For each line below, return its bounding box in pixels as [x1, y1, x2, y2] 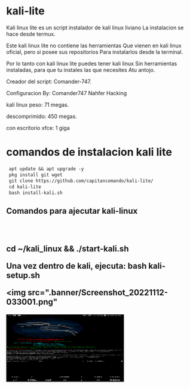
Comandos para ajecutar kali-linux [6, 206, 138, 216]
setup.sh [6, 270, 41, 280]
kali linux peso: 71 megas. [6, 101, 69, 108]
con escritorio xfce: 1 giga [6, 124, 70, 131]
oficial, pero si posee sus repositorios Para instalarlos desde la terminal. [6, 48, 183, 55]
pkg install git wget [8, 172, 63, 178]
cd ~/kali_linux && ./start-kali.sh [6, 244, 129, 254]
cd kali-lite [8, 184, 42, 190]
